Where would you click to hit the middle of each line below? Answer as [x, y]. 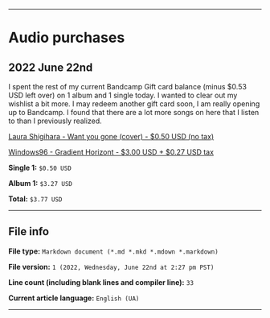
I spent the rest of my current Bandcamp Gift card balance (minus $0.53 [128, 87]
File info [29, 231]
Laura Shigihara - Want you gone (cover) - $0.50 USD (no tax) [111, 136]
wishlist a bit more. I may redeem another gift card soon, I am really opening [134, 104]
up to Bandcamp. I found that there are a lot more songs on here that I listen [134, 112]
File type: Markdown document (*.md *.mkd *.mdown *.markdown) [113, 251]
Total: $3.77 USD [35, 199]
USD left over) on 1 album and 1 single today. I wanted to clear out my [123, 95]
